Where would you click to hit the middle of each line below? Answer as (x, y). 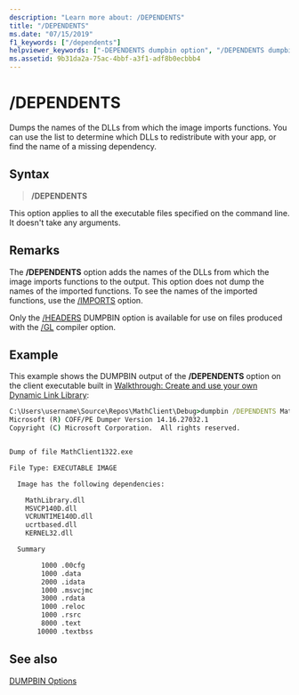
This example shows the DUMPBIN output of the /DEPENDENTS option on (145, 376)
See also (33, 659)
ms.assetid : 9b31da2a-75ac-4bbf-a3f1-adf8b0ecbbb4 (105, 59)
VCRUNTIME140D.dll (59, 517)
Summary (32, 549)
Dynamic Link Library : (49, 395)
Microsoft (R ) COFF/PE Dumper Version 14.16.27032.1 (109, 420)
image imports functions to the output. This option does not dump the (137, 281)
